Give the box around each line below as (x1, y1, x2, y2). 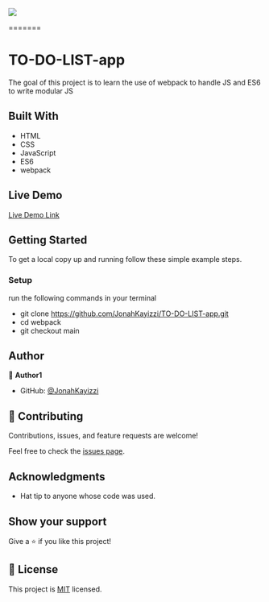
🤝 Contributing (8, 409, 84, 423)
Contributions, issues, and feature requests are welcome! (8, 431, 199, 441)
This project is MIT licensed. (8, 584, 102, 594)
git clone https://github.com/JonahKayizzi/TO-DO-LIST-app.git (19, 309, 230, 318)
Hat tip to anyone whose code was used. (19, 492, 155, 501)
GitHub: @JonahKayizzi (19, 386, 99, 396)
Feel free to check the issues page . (8, 446, 125, 456)
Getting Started (8, 233, 88, 247)
